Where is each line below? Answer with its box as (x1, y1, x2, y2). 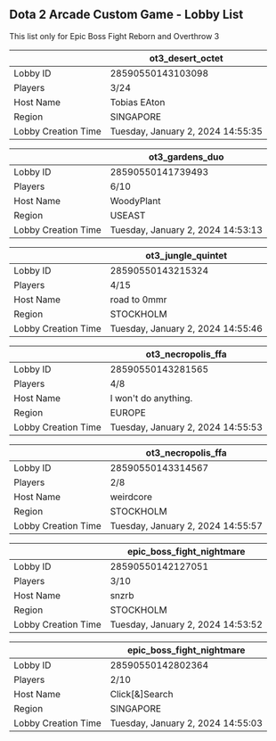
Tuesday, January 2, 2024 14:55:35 (110, 125, 263, 137)
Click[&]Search (110, 687, 174, 700)
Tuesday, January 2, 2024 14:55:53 (110, 421, 263, 433)
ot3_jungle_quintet (145, 249, 228, 261)
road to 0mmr (110, 293, 167, 306)
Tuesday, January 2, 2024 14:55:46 (110, 322, 263, 334)
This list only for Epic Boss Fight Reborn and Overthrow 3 (9, 30, 220, 41)
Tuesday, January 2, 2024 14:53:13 (110, 223, 263, 235)
